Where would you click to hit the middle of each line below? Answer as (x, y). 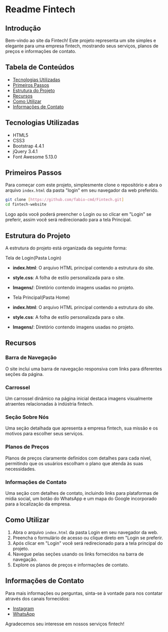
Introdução (23, 28)
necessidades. (21, 469)
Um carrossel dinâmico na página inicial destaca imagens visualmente (79, 398)
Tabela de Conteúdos (40, 67)
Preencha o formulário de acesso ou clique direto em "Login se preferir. (88, 538)
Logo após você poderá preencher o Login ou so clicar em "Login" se (78, 214)
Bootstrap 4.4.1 (28, 146)
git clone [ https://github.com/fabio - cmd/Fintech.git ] (65, 200)
